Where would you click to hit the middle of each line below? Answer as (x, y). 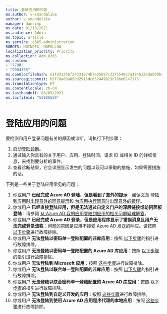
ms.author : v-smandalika (31, 14)
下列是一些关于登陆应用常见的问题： (43, 184)
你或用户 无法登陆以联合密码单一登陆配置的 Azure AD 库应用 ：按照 (81, 282)
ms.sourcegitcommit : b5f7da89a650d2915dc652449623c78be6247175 (72, 79)
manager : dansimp (24, 24)
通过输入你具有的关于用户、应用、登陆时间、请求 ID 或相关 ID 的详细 (83, 155)
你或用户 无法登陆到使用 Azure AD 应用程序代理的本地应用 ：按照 (79, 301)
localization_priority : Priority (40, 51)
